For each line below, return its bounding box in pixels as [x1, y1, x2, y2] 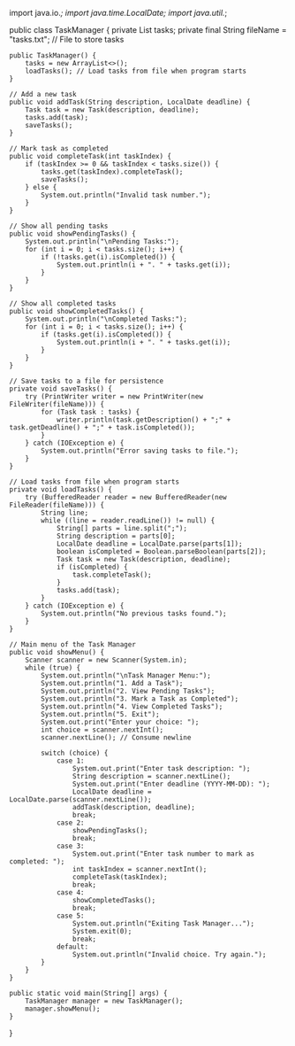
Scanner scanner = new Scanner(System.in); [25, 655, 188, 664]
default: [56, 942, 89, 951]
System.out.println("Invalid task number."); [41, 190, 212, 199]
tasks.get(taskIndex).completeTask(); [41, 167, 184, 176]
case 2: [56, 818, 86, 827]
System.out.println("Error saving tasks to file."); [41, 446, 239, 455]
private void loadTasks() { [9, 485, 113, 494]
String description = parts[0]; [56, 531, 176, 540]
